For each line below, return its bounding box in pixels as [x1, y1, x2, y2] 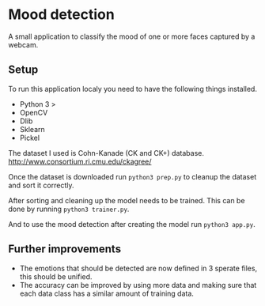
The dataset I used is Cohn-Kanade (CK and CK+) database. [8, 148, 204, 157]
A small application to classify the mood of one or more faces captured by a [8, 32, 256, 41]
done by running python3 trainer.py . [8, 204, 130, 213]
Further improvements [8, 243, 121, 256]
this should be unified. [19, 271, 93, 281]
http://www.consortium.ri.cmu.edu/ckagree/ [8, 157, 152, 166]
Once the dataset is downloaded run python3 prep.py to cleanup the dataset [8, 172, 257, 181]
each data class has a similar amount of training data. [19, 289, 194, 298]
